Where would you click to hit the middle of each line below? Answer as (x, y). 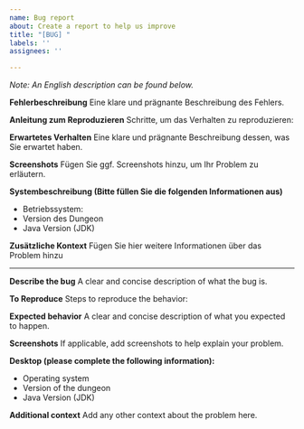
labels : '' (30, 43)
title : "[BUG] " (40, 34)
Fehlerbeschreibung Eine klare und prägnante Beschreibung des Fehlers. (147, 103)
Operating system (56, 378)
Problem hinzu (36, 256)
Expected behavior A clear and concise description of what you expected (147, 316)
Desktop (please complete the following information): (112, 361)
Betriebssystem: (53, 210)
